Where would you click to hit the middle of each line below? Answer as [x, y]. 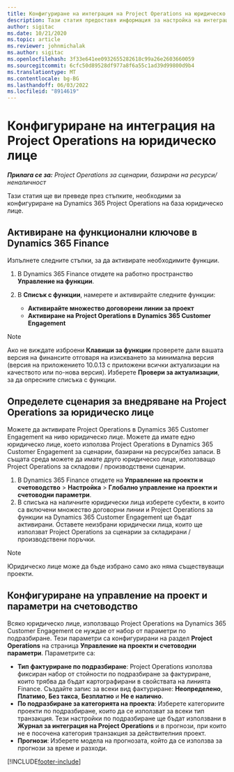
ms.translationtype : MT [42, 72]
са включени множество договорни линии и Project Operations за [115, 509]
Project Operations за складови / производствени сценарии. [96, 466]
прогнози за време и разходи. [62, 748]
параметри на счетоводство [72, 606]
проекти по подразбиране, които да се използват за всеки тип [111, 711]
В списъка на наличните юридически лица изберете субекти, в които [121, 502]
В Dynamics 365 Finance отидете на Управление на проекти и [110, 480]
